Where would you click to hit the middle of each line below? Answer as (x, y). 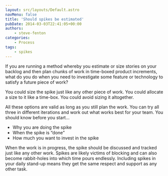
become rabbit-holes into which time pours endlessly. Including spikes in (80, 158)
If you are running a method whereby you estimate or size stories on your (81, 66)
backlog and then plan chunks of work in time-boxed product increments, (81, 71)
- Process (25, 43)
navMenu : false (21, 15)
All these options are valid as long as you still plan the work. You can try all (82, 107)
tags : (11, 47)
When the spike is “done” (39, 132)
